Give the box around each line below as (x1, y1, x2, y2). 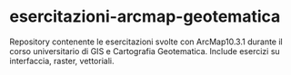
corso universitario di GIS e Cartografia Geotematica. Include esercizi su (9, 45, 280, 56)
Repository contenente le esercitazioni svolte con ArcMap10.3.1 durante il (9, 36, 284, 47)
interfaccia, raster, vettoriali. (9, 55, 115, 66)
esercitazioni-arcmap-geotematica (9, 6, 281, 27)
